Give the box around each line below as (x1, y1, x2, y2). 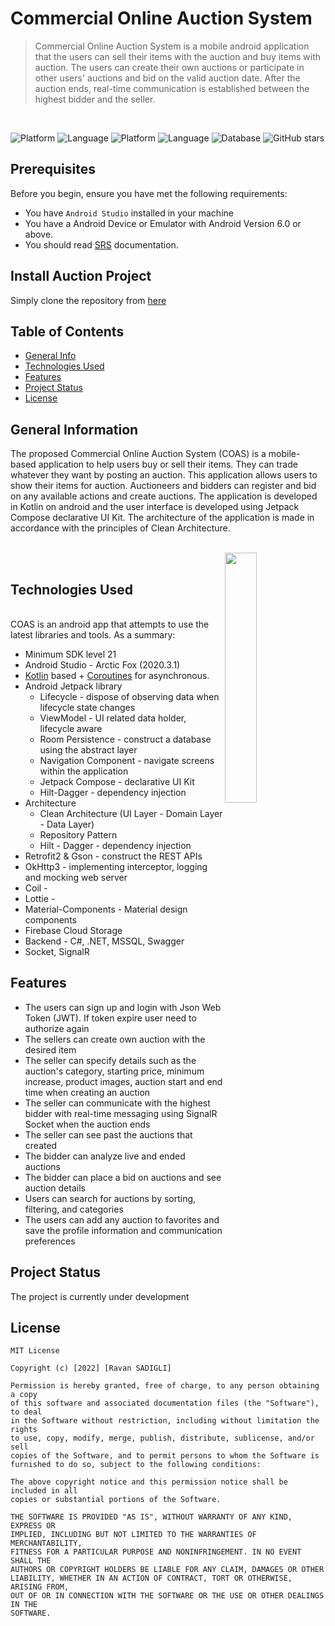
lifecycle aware (39, 723, 103, 734)
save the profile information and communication (24, 1224, 223, 1236)
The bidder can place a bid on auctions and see (24, 1171, 222, 1183)
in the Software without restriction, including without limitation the (10, 1416, 320, 1426)
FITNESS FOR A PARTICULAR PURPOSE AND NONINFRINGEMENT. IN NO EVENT (10, 1547, 302, 1557)
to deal (10, 1407, 43, 1417)
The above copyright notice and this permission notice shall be (10, 1477, 288, 1487)
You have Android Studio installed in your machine (24, 207, 234, 219)
